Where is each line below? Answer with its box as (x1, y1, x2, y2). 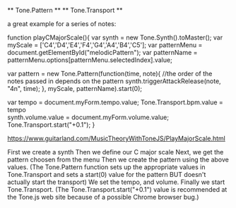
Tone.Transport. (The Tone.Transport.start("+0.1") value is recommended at (7, 185, 228, 193)
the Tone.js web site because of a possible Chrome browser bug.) (7, 193, 199, 201)
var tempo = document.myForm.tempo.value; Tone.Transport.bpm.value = (7, 98, 224, 106)
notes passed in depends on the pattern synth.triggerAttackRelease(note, (7, 77, 221, 85)
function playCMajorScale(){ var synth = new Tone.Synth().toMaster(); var (7, 33, 223, 42)
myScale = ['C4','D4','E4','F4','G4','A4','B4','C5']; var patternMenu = (7, 41, 203, 49)
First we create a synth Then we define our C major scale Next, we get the (7, 148, 224, 156)
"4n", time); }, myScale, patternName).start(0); (7, 85, 143, 92)
